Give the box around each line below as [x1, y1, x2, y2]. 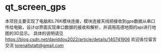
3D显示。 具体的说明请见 [13, 30, 63, 36]
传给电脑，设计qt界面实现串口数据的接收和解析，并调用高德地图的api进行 [5, 24, 152, 30]
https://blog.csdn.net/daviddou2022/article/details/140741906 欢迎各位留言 [5, 36, 157, 42]
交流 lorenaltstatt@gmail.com [5, 42, 64, 48]
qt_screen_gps [5, 1, 66, 13]
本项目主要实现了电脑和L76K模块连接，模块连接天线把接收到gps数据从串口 [5, 18, 156, 24]
